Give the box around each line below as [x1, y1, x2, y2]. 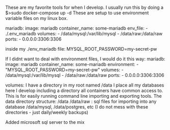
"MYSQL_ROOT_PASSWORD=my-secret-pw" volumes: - [5, 67, 124, 73]
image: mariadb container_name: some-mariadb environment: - [5, 61, 139, 67]
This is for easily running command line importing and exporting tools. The [5, 93, 162, 99]
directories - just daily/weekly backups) [5, 110, 88, 115]
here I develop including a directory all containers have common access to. [5, 88, 163, 94]
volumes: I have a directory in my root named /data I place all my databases [5, 82, 164, 88]
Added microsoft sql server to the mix [5, 119, 85, 125]
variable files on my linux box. [5, 15, 68, 21]
